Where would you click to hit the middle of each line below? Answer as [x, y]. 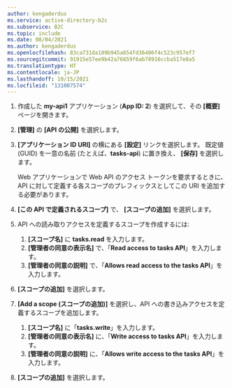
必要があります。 [48, 195]
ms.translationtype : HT [42, 66]
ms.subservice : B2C [36, 27]
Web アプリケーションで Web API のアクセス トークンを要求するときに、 [122, 177]
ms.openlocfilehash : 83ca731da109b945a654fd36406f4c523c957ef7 [101, 53]
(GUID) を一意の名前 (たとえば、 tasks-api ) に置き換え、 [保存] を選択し [121, 153]
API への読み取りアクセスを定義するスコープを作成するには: [103, 224]
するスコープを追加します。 [63, 313]
